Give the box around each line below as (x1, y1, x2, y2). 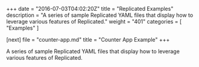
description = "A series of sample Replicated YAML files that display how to (6, 11, 194, 19)
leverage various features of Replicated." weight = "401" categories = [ (6, 18, 182, 25)
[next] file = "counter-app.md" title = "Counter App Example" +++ (6, 36, 170, 43)
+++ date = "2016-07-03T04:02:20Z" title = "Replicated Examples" (6, 5, 174, 12)
